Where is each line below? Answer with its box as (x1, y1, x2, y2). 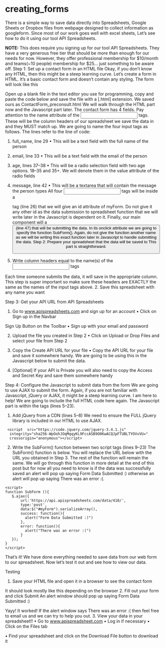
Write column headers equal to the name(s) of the (12, 258, 113, 264)
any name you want (5, 289, 45, 295)
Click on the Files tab (5, 623, 48, 629)
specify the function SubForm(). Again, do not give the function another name (16, 230, 156, 235)
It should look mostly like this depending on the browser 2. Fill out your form (5, 588, 159, 594)
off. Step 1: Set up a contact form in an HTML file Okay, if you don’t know (5, 65, 152, 72)
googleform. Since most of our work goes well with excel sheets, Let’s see (5, 30, 156, 36)
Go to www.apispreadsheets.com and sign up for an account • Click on (12, 309, 157, 314)
